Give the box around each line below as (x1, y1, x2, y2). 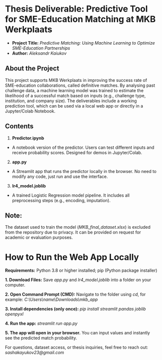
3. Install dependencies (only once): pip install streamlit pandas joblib (5, 306, 146, 312)
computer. (5, 282, 26, 288)
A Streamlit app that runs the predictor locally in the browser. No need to (12, 168, 157, 174)
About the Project (5, 64, 59, 73)
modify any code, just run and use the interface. (12, 173, 108, 179)
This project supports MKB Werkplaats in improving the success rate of (5, 77, 147, 83)
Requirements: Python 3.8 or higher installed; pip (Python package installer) (5, 267, 158, 273)
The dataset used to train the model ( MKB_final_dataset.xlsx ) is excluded (5, 224, 151, 230)
